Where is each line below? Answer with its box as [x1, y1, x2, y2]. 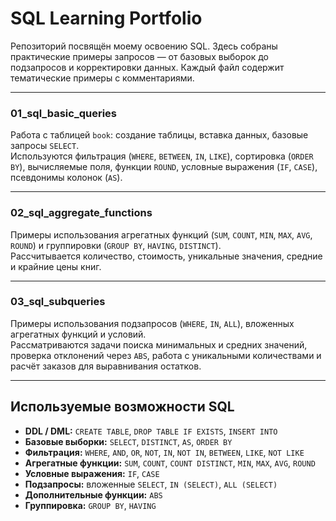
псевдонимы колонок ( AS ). [10, 172, 123, 184]
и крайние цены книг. [10, 260, 102, 272]
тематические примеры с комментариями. [10, 72, 195, 84]
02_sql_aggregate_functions [10, 206, 153, 220]
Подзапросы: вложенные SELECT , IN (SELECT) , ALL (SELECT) [24, 478, 278, 490]
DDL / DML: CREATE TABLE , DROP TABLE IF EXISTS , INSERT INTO [24, 425, 278, 437]
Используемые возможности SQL [10, 398, 235, 416]
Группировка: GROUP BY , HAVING [24, 499, 157, 511]
